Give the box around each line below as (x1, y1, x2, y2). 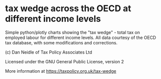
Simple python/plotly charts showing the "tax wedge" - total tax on (5, 29, 140, 35)
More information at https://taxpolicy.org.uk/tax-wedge (5, 68, 117, 74)
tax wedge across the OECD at (5, 3, 132, 14)
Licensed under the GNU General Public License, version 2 (5, 59, 124, 64)
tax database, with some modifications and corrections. (5, 39, 118, 45)
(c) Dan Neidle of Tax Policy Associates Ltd (5, 49, 92, 55)
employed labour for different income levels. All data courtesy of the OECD (5, 35, 156, 40)
